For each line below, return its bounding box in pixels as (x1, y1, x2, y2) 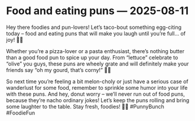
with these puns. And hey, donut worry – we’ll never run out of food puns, (6, 90, 185, 97)
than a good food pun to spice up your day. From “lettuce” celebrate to (6, 54, 178, 61)
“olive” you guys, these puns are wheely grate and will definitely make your (6, 60, 189, 67)
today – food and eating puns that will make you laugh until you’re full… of (6, 30, 186, 37)
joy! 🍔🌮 (6, 36, 24, 43)
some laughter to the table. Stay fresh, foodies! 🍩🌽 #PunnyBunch (6, 103, 164, 110)
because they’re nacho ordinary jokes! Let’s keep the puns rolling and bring (6, 96, 190, 104)
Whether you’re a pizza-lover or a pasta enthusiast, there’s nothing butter (6, 47, 185, 54)
